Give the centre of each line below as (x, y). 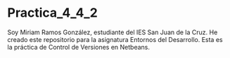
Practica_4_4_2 (53, 13)
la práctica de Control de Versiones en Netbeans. (78, 47)
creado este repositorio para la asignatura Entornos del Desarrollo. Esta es (115, 39)
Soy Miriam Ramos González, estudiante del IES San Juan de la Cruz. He (113, 32)
